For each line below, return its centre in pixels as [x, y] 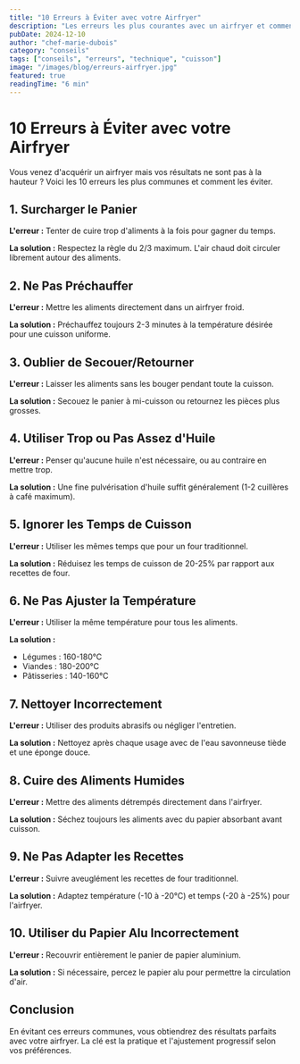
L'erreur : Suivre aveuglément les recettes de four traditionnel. [124, 878]
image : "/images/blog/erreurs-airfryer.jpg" [93, 68]
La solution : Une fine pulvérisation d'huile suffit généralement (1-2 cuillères [149, 487]
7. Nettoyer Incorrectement [86, 704]
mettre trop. [31, 469]
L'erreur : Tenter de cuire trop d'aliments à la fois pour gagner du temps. [143, 231]
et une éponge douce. [50, 752]
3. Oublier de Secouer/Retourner [102, 362]
